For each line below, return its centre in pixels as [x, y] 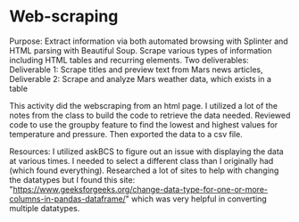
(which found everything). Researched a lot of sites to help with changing [144, 170]
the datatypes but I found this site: [72, 179]
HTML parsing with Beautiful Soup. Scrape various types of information [141, 50]
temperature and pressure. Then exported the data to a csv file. [126, 134]
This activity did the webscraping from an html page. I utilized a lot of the [144, 105]
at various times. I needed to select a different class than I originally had [141, 160]
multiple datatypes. [45, 208]
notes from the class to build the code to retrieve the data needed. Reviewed [150, 115]
